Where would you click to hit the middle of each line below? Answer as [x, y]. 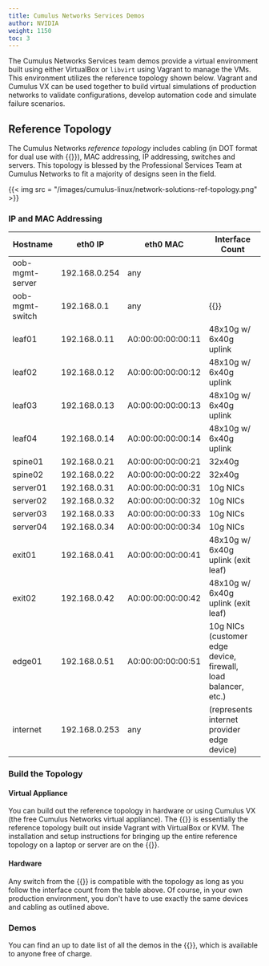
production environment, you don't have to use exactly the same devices [128, 898]
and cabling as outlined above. [59, 907]
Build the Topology [46, 774]
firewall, [223, 666]
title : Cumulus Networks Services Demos [77, 16]
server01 [30, 488]
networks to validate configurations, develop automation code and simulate [132, 95]
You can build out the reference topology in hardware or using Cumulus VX [132, 811]
